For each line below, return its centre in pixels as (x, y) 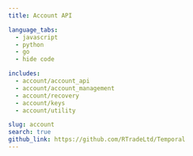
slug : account (32, 125)
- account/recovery (47, 96)
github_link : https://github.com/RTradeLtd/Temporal (97, 139)
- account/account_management (65, 88)
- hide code (35, 59)
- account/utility (46, 110)
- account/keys (40, 103)
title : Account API (40, 15)
